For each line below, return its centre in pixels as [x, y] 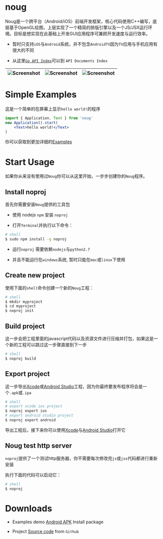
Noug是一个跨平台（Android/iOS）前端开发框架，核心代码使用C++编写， [79, 21]
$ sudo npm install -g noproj [36, 239]
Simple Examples [41, 95]
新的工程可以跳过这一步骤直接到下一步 [48, 345]
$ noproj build [21, 358]
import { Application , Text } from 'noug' [49, 118]
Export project [27, 374]
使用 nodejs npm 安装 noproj [40, 215]
